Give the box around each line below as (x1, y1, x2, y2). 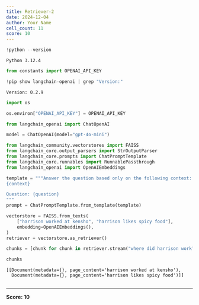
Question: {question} (6, 191, 60, 197)
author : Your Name (6, 20, 52, 25)
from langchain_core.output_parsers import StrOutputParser (6, 148, 158, 154)
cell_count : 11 (6, 25, 44, 31)
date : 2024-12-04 (6, 14, 49, 20)
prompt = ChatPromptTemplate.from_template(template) (6, 203, 142, 208)
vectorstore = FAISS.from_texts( (6, 213, 89, 219)
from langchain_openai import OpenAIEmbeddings (6, 164, 126, 171)
